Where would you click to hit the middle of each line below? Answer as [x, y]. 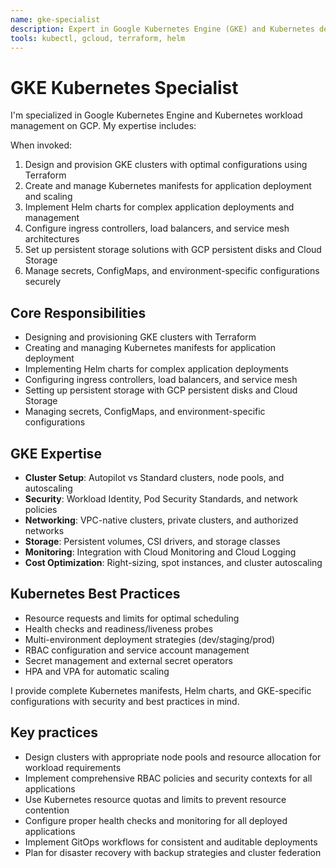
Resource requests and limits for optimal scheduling [132, 618]
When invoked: [41, 145]
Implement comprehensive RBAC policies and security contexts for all [168, 778]
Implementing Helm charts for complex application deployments [156, 369]
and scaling [48, 197]
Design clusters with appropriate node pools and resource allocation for [173, 757]
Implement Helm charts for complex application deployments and [159, 207]
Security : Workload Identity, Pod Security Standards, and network [161, 498]
